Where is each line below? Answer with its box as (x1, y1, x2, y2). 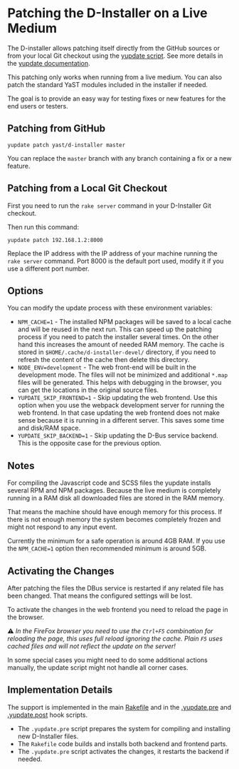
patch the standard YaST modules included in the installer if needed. (7, 80, 208, 89)
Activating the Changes (7, 565, 115, 577)
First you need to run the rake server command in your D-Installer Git (7, 201, 212, 210)
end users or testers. (7, 101, 69, 110)
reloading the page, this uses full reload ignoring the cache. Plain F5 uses (7, 634, 223, 643)
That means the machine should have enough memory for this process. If (7, 508, 223, 516)
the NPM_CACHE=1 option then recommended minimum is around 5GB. (7, 544, 207, 553)
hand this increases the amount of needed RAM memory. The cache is (17, 341, 225, 349)
